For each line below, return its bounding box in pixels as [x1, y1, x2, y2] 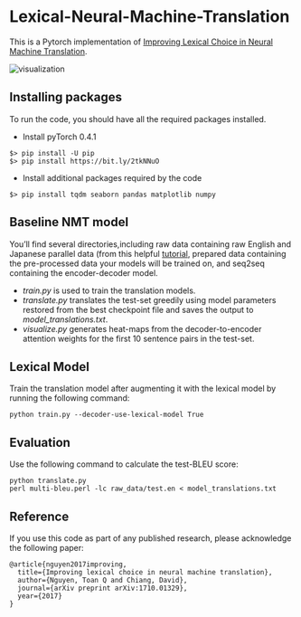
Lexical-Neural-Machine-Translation [9, 6, 290, 27]
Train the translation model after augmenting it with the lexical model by [9, 383, 277, 394]
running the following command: [9, 393, 130, 403]
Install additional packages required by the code [22, 172, 202, 183]
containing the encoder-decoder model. [9, 267, 158, 278]
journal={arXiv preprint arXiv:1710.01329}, [17, 584, 188, 593]
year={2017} [17, 592, 63, 601]
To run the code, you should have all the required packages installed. [9, 113, 267, 124]
